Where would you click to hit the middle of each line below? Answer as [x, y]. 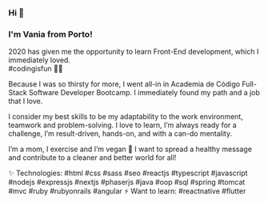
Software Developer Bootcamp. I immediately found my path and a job [144, 93]
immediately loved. [39, 60]
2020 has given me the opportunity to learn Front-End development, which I [134, 52]
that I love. [26, 101]
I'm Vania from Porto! [51, 34]
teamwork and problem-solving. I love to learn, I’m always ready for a [123, 125]
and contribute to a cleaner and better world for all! [92, 158]
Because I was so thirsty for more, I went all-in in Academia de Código [124, 84]
